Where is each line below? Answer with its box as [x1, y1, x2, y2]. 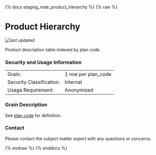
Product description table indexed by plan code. [5, 46, 101, 53]
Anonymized [64, 87, 94, 94]
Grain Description [5, 101, 47, 108]
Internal [64, 79, 82, 86]
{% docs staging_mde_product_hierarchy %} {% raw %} [5, 4, 118, 10]
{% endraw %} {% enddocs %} [5, 145, 68, 151]
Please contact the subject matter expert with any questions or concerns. [5, 136, 152, 141]
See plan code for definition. [5, 112, 62, 118]
